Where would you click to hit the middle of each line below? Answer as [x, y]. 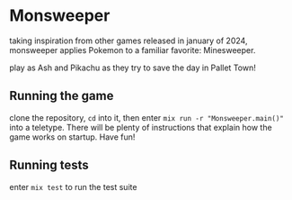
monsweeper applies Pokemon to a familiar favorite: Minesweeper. [133, 50]
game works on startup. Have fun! [72, 137]
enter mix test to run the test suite [73, 186]
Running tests [49, 165]
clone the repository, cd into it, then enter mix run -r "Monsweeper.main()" [147, 117]
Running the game [62, 96]
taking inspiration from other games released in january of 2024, [128, 41]
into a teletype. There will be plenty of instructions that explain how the [141, 127]
